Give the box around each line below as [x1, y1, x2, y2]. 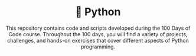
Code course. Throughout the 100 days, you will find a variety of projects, [8, 30, 188, 37]
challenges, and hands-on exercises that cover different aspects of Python [7, 37, 189, 44]
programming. [80, 43, 116, 50]
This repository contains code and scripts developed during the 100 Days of [5, 24, 191, 32]
